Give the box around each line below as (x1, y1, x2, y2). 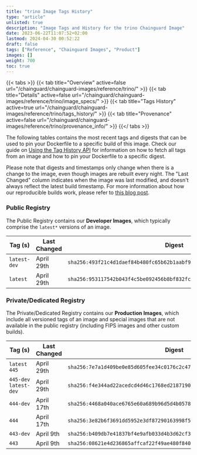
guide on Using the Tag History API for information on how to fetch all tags (6, 147, 186, 154)
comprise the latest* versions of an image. (6, 223, 111, 230)
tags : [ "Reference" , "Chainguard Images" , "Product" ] (6, 47, 141, 53)
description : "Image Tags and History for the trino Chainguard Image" (6, 25, 185, 31)
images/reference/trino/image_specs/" (6, 98, 100, 105)
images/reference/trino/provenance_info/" (6, 123, 108, 130)
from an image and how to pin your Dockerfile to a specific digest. (6, 153, 166, 160)
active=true (6, 104, 34, 111)
